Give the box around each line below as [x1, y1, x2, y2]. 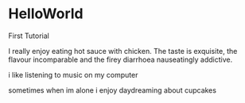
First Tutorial [8, 31, 50, 40]
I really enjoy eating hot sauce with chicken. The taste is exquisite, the [8, 46, 238, 55]
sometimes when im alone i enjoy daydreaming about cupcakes [8, 85, 217, 95]
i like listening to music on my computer [8, 70, 138, 79]
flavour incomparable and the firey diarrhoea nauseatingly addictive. [8, 55, 233, 64]
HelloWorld [8, 5, 84, 23]
